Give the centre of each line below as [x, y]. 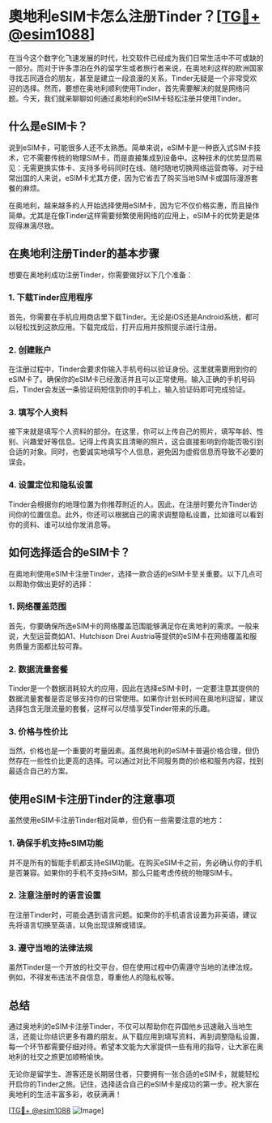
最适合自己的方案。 [40, 771]
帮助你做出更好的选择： [54, 584]
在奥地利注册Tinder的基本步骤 [84, 253]
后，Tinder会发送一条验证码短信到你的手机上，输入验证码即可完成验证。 [129, 389]
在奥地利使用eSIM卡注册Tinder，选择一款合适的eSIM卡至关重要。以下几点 [132, 573]
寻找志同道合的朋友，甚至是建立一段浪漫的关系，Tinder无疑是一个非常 [125, 78]
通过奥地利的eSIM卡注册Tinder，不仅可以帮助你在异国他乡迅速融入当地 [127, 1026]
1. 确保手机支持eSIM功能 [56, 843]
